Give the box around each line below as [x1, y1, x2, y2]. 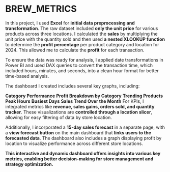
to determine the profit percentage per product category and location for [5, 41, 159, 47]
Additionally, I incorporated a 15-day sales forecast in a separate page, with [5, 124, 165, 130]
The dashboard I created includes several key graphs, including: [5, 82, 140, 89]
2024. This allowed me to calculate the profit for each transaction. [5, 47, 145, 53]
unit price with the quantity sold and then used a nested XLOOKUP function [5, 36, 165, 42]
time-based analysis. [5, 73, 49, 79]
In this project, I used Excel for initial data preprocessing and [5, 20, 135, 26]
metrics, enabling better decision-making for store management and [5, 156, 154, 162]
